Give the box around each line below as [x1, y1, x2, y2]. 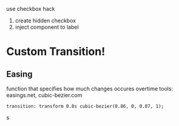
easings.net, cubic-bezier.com [6, 91, 83, 99]
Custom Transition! [6, 45, 106, 58]
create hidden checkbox [15, 17, 76, 24]
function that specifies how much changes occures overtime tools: [6, 85, 174, 92]
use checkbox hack [6, 5, 55, 12]
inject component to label [15, 24, 79, 30]
